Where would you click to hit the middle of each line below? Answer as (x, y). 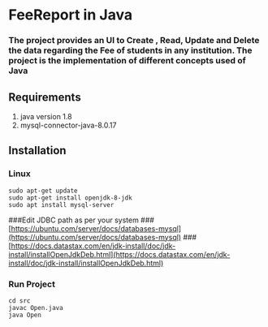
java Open (25, 315)
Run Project (32, 284)
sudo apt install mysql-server (61, 204)
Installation (37, 151)
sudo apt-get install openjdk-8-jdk (70, 198)
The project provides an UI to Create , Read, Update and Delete (134, 41)
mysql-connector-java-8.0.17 (68, 125)
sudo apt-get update (43, 191)
